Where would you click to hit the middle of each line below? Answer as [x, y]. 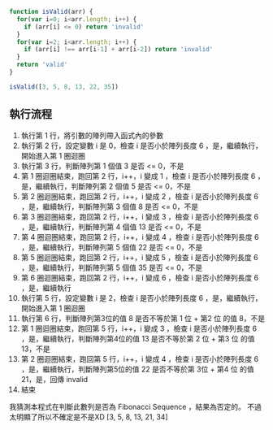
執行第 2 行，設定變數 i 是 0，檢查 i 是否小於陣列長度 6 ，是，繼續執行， [142, 146]
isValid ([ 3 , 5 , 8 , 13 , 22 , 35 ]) [64, 87]
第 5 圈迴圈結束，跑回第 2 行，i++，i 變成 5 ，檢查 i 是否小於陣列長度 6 [139, 257]
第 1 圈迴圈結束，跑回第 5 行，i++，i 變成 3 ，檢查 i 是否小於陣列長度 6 [139, 328]
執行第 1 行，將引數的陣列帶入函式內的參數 [92, 135]
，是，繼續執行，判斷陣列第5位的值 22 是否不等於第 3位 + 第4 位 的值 [137, 369]
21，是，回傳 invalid [54, 379]
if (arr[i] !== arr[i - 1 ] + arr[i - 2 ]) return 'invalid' [119, 50]
